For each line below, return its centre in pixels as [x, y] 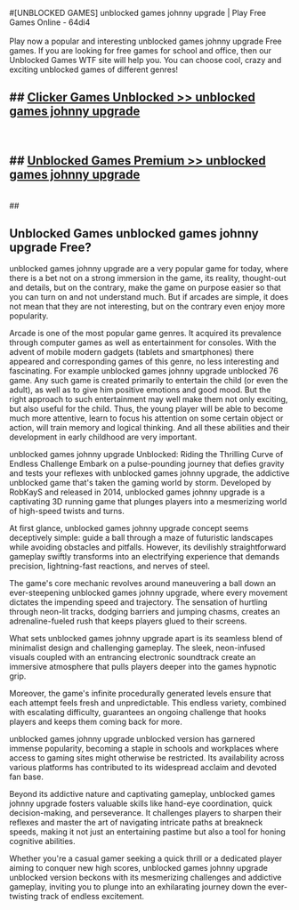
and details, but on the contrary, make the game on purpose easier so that [145, 287]
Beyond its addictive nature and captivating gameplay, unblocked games [142, 794]
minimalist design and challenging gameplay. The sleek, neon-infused [137, 648]
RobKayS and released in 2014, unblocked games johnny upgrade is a [137, 492]
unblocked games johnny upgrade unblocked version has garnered [132, 739]
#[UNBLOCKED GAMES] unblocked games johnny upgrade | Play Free [138, 13]
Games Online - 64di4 [50, 22]
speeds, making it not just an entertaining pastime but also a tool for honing [148, 832]
